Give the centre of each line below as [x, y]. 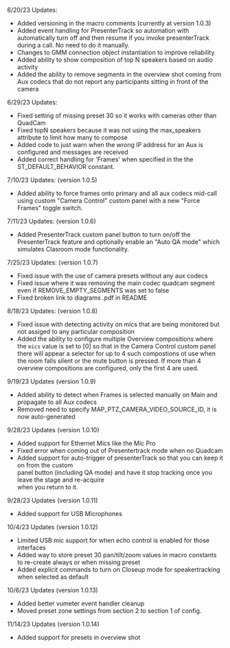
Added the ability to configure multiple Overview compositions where [115, 339]
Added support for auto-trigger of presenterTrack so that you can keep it [120, 458]
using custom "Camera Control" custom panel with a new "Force [108, 201]
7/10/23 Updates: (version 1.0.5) [52, 180]
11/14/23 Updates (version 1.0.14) [53, 624]
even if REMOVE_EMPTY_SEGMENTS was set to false [93, 290]
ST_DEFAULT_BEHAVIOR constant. [66, 167]
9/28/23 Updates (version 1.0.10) [53, 430]
